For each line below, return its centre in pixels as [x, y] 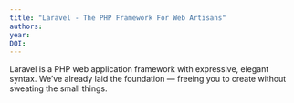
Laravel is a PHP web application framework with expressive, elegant [139, 69]
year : [20, 35]
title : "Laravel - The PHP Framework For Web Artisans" [118, 18]
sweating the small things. [58, 88]
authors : [26, 26]
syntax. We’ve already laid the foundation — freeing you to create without [148, 79]
